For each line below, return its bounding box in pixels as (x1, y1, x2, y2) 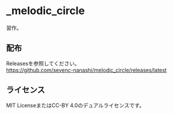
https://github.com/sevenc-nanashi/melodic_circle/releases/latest (6, 66, 167, 73)
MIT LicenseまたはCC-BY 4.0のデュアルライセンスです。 (6, 102, 145, 109)
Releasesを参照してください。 (6, 60, 80, 67)
